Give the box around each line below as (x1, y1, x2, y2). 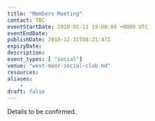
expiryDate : (7, 43, 42, 50)
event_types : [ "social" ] (7, 56, 82, 63)
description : (7, 50, 45, 57)
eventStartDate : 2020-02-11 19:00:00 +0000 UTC (7, 23, 149, 30)
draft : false (7, 88, 45, 95)
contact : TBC (7, 17, 45, 24)
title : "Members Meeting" (7, 10, 82, 17)
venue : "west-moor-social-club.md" (7, 62, 111, 69)
